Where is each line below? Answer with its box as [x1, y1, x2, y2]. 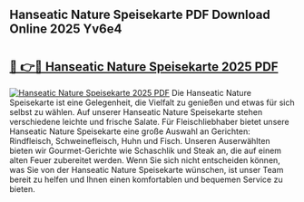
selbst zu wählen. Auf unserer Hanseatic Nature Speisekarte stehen [9, 107, 263, 117]
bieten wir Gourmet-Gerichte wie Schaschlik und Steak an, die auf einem [9, 145, 282, 156]
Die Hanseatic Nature [172, 88, 252, 98]
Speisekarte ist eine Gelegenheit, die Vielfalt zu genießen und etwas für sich [9, 97, 295, 108]
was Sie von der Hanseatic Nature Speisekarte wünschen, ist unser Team [9, 165, 284, 175]
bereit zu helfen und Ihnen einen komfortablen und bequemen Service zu [9, 174, 283, 185]
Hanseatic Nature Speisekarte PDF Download [9, 7, 270, 23]
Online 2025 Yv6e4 [9, 22, 123, 37]
